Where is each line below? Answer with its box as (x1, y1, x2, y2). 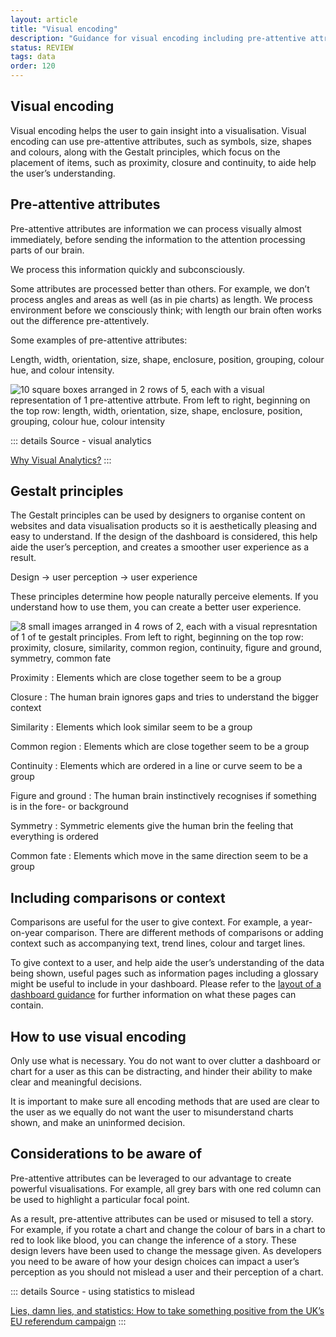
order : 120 (10, 61, 56, 71)
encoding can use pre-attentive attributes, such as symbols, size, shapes (10, 135, 312, 147)
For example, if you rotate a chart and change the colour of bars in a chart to (10, 1223, 326, 1235)
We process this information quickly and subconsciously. (10, 263, 245, 275)
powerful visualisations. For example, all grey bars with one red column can (10, 1182, 322, 1195)
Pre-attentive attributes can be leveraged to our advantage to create (10, 1172, 292, 1184)
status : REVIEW (10, 42, 74, 53)
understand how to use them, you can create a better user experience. (10, 601, 302, 613)
